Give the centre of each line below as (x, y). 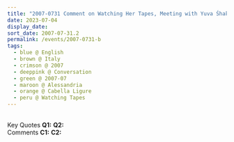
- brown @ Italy (37, 59)
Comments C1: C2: (34, 132)
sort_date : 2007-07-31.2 (43, 33)
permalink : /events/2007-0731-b (54, 40)
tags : (15, 46)
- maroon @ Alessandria (48, 85)
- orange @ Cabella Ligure (53, 91)
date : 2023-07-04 (32, 20)
